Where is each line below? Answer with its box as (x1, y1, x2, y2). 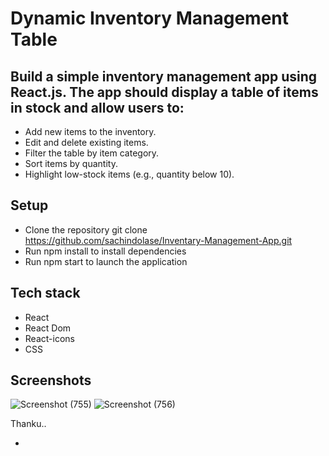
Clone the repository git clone (24, 223, 148, 236)
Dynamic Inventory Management (10, 7, 290, 30)
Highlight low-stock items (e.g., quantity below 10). (24, 168, 235, 180)
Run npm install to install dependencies (24, 245, 187, 257)
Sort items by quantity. (24, 158, 118, 169)
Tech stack (10, 285, 81, 302)
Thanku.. (10, 418, 47, 430)
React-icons (24, 332, 75, 344)
